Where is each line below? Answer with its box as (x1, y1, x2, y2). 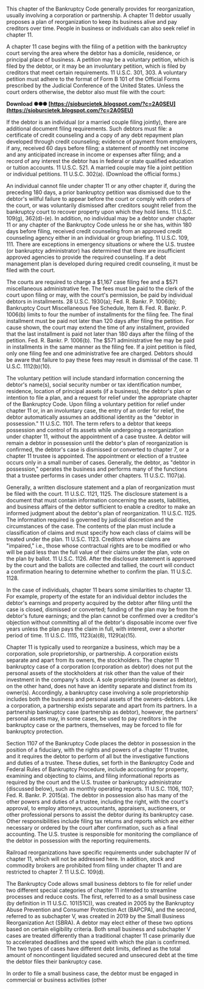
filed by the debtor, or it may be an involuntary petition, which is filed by (6, 62, 186, 70)
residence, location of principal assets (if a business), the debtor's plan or (6, 388, 192, 394)
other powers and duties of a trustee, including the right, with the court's (6, 798, 189, 805)
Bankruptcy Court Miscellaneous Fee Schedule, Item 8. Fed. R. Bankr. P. (6, 305, 187, 311)
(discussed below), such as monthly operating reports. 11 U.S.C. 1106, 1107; (6, 785, 194, 792)
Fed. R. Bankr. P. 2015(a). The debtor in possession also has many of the (6, 792, 188, 799)
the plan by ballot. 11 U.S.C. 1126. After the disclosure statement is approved (6, 555, 196, 562)
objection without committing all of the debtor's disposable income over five (6, 619, 198, 626)
